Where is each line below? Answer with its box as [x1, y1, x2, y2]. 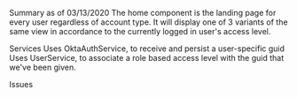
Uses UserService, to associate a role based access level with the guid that [9, 53, 285, 63]
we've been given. [9, 62, 77, 72]
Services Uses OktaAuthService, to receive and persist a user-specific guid [9, 43, 285, 54]
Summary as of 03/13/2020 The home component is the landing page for [9, 8, 277, 18]
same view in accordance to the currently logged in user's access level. [9, 26, 271, 36]
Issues [9, 79, 34, 89]
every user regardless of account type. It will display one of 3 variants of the [9, 17, 288, 27]
